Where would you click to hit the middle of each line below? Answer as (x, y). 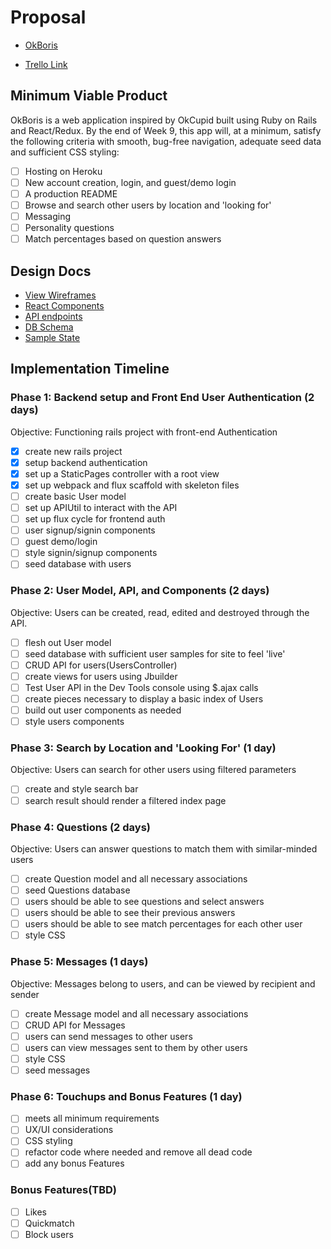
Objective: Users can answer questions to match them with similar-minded (164, 848)
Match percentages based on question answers (123, 239)
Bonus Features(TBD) (64, 1190)
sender (25, 994)
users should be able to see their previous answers (130, 913)
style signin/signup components (91, 553)
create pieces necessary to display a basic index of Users (144, 698)
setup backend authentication (86, 462)
